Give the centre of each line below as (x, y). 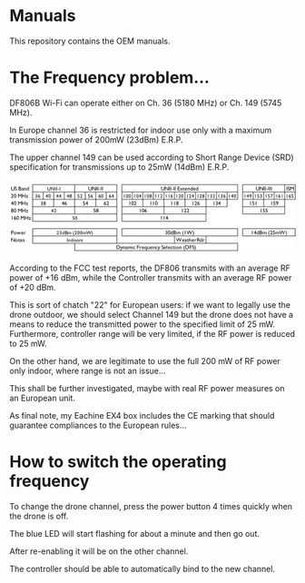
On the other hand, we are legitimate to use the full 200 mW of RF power (145, 361)
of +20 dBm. (33, 287)
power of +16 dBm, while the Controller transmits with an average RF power (151, 277)
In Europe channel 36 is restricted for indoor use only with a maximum (141, 130)
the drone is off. (39, 516)
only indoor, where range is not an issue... (88, 371)
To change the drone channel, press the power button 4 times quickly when (151, 506)
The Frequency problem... (110, 78)
